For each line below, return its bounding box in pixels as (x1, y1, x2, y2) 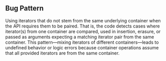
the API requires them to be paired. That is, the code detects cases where (5, 23, 160, 29)
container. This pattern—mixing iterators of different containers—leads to (5, 39, 159, 45)
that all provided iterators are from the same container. (5, 50, 120, 56)
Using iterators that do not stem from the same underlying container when (5, 17, 161, 23)
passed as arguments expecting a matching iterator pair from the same (5, 34, 154, 40)
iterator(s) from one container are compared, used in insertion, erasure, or (5, 28, 161, 35)
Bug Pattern (5, 4, 44, 13)
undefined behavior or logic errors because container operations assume (5, 44, 159, 50)
